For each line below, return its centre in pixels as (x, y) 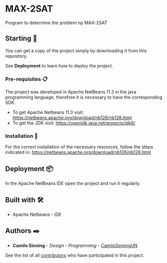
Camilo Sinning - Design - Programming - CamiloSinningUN (75, 245)
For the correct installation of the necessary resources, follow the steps (79, 147)
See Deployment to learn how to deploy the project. (59, 65)
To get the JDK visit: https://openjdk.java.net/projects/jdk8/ (74, 123)
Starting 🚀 (21, 38)
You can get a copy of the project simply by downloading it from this (76, 50)
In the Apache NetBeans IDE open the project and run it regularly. (73, 184)
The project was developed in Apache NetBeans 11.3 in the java (71, 92)
